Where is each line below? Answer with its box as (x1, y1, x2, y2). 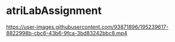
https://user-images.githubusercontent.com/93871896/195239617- (6, 23, 169, 30)
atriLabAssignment (6, 4, 102, 17)
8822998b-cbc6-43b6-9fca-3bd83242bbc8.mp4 (6, 29, 128, 36)
